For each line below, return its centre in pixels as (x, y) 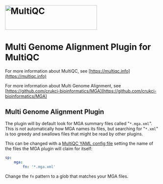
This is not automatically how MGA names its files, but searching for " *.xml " (82, 129)
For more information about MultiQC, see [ (48, 71)
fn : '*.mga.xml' (39, 167)
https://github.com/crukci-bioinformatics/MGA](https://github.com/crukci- (81, 91)
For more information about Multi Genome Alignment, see (63, 86)
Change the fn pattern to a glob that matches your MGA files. (67, 176)
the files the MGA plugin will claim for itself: (49, 148)
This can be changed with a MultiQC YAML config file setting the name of (79, 143)
